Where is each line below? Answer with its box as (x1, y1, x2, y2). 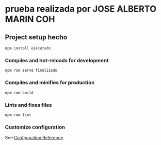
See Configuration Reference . (5, 135, 64, 141)
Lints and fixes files (5, 101, 52, 108)
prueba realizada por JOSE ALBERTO (5, 3, 157, 15)
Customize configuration (5, 124, 65, 130)
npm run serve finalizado (5, 68, 57, 73)
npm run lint (5, 113, 32, 117)
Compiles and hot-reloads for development (5, 57, 109, 64)
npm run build (5, 90, 34, 95)
